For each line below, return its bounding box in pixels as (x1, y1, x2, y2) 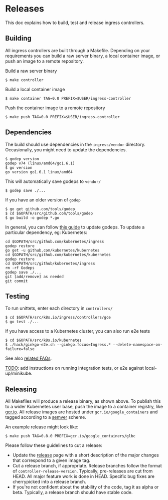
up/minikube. (5, 370, 33, 376)
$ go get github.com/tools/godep (5, 206, 75, 211)
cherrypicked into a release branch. (12, 479, 86, 485)
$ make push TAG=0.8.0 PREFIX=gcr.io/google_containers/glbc (5, 434, 136, 439)
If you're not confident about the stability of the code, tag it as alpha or (12, 484, 159, 490)
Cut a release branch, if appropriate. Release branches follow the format (12, 463, 162, 469)
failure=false (5, 347, 35, 352)
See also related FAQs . (5, 355, 52, 361)
